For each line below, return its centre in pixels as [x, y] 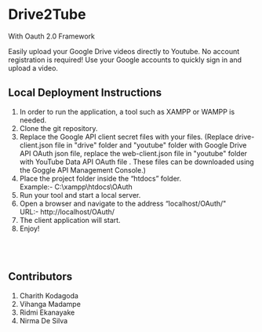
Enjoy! [29, 228]
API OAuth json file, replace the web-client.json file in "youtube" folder [133, 153]
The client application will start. [70, 220]
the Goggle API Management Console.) [83, 170]
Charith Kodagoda [49, 295]
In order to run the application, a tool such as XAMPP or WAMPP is [127, 111]
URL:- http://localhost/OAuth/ [67, 212]
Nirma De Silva [44, 320]
